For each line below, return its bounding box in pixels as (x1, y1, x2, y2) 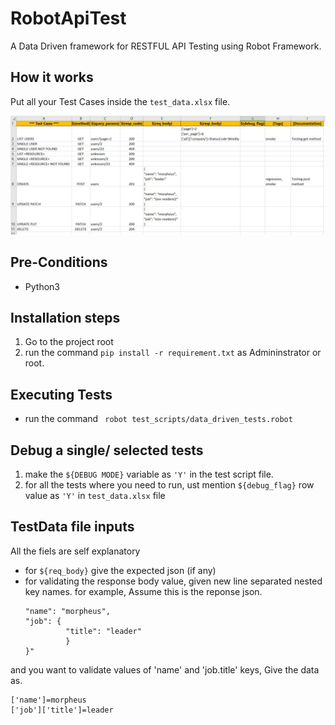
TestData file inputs (10, 518, 135, 536)
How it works (10, 69, 94, 86)
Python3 (24, 280, 60, 292)
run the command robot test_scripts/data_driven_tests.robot (24, 413, 293, 425)
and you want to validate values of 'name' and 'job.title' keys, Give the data (10, 663, 320, 676)
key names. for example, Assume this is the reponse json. (24, 585, 263, 597)
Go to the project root (24, 336, 114, 348)
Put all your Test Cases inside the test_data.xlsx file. (10, 95, 231, 107)
